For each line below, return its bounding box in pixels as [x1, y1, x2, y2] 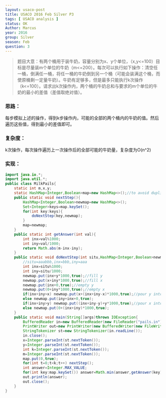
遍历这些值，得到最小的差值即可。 [5, 121, 75, 127]
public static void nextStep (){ [14, 195, 81, 200]
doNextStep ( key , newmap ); [31, 213, 83, 218]
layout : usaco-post [5, 7, 45, 12]
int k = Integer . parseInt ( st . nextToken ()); [23, 347, 110, 352]
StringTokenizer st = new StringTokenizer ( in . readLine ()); [23, 329, 142, 334]
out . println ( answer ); [23, 375, 68, 380]
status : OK [5, 21, 28, 26]
